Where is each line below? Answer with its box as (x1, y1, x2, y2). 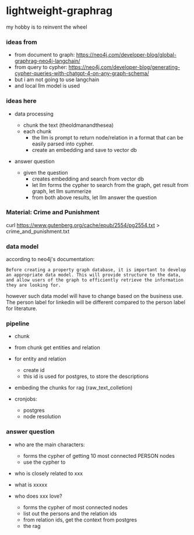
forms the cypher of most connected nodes (23, 503, 128, 510)
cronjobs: (14, 395, 38, 402)
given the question (23, 169, 68, 176)
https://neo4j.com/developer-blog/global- (76, 51, 177, 58)
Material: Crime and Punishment (6, 209, 100, 217)
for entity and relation (14, 355, 66, 363)
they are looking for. (6, 282, 61, 289)
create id (23, 367, 45, 374)
